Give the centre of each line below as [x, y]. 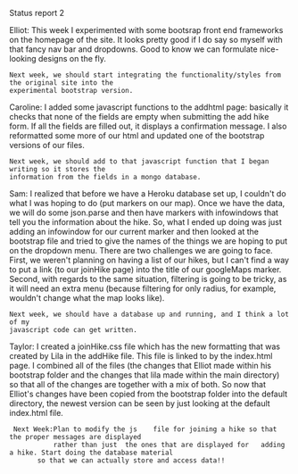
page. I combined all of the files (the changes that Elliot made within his [141, 366]
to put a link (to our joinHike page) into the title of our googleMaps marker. [145, 270]
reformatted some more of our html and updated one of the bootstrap [137, 136]
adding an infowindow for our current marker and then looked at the [134, 232]
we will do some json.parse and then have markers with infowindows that [144, 212]
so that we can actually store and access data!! [131, 461]
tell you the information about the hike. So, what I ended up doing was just [146, 222]
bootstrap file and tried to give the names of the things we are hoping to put [149, 241]
